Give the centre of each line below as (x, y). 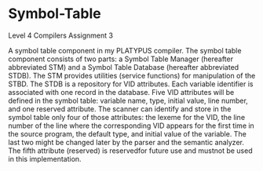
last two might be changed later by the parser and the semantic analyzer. (126, 142)
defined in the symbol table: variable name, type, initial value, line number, (128, 100)
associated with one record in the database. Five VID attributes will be (121, 92)
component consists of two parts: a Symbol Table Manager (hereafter (121, 59)
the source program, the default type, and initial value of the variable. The (128, 133)
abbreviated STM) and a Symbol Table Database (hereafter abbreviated (124, 67)
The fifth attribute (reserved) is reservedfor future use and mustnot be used (130, 151)
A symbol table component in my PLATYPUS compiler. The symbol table (125, 50)
